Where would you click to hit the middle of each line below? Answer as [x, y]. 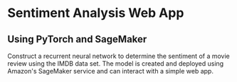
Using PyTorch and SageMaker [77, 39]
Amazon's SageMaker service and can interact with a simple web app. [110, 71]
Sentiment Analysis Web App [96, 13]
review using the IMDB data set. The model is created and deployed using [116, 64]
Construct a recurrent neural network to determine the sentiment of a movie [118, 56]
